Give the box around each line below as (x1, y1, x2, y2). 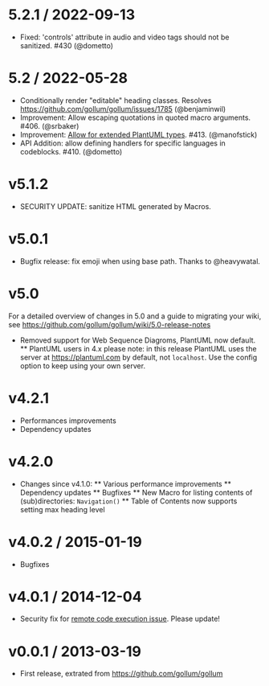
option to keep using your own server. (19, 360, 146, 371)
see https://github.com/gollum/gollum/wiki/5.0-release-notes (8, 319, 211, 329)
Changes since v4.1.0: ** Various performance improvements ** (19, 479, 231, 488)
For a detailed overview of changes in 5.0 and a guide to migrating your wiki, (8, 311, 262, 321)
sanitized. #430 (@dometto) (19, 40, 114, 50)
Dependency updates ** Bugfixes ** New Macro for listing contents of (19, 487, 253, 497)
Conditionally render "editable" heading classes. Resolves (19, 95, 212, 105)
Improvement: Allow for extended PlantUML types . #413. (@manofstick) (19, 129, 258, 139)
